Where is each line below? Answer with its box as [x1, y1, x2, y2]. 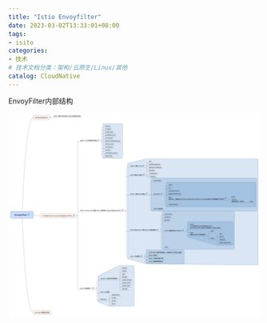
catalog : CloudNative [8, 72, 81, 80]
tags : [8, 30, 26, 38]
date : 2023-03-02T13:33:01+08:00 [8, 21, 120, 30]
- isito [8, 38, 34, 46]
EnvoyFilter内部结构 [8, 96, 74, 106]
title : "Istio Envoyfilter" [8, 13, 102, 21]
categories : [8, 46, 48, 55]
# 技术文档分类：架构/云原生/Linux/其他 [8, 64, 128, 72]
